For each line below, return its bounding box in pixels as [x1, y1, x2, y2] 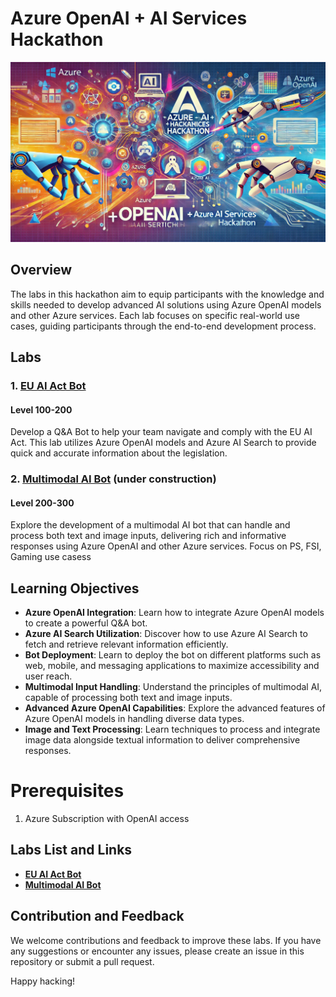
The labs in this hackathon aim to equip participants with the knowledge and [10, 288, 325, 300]
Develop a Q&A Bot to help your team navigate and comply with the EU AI [10, 426, 313, 438]
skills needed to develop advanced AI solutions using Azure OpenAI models [10, 298, 322, 311]
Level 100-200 [10, 403, 73, 416]
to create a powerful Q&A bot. [24, 617, 148, 629]
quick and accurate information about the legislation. [10, 447, 228, 459]
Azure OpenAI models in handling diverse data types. [24, 713, 245, 725]
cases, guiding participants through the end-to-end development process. [10, 320, 317, 332]
